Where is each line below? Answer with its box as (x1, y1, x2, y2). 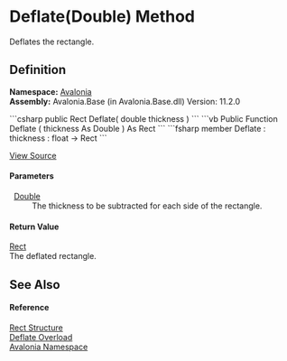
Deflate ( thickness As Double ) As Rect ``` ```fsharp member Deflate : (9, 123, 266, 134)
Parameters (9, 171, 54, 181)
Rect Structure (9, 322, 63, 333)
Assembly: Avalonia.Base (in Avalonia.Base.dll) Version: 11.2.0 (9, 96, 241, 106)
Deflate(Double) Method (9, 6, 196, 27)
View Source (9, 150, 57, 161)
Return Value (9, 221, 60, 232)
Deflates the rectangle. (9, 36, 95, 47)
